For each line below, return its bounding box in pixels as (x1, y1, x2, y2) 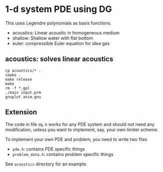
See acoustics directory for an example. (5, 161, 88, 167)
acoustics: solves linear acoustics (5, 55, 114, 63)
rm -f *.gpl (5, 85, 30, 90)
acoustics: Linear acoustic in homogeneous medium (12, 29, 120, 35)
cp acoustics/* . (5, 68, 41, 73)
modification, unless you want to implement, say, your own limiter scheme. (5, 126, 159, 132)
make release (5, 76, 32, 82)
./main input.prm (5, 90, 41, 95)
